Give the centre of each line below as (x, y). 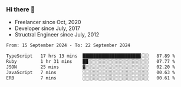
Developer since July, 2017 (47, 28)
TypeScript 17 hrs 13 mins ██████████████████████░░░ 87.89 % (91, 56)
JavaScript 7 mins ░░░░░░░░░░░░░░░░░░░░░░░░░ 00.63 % (91, 72)
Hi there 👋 (21, 9)
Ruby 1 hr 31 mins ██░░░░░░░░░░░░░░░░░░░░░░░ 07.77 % (91, 62)
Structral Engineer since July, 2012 (57, 35)
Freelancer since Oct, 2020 (48, 22)
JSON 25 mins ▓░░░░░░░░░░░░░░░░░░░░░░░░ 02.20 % (91, 67)
